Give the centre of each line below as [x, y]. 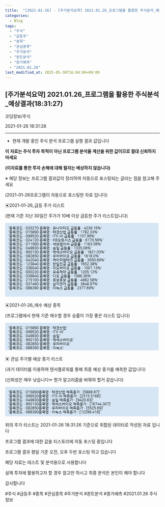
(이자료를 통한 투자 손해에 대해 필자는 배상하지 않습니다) [58, 168]
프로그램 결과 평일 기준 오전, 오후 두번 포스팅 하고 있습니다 [61, 451]
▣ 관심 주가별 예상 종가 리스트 [34, 359]
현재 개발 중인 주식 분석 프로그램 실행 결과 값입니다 [61, 141]
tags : [11, 26]
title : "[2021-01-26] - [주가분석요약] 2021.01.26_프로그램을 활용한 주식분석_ [81, 10]
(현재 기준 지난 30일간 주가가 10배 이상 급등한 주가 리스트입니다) [67, 216]
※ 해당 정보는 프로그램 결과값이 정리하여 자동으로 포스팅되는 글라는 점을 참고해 [80, 178]
